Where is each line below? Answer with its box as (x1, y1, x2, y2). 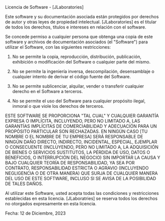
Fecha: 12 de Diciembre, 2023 (5, 210, 66, 216)
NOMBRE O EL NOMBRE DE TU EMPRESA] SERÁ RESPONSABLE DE (5, 134, 143, 139)
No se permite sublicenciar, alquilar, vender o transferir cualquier (12, 83, 144, 89)
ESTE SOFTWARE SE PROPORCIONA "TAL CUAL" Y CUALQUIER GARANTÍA (5, 113, 159, 119)
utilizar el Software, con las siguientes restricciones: (5, 44, 111, 50)
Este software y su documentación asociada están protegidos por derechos (5, 14, 159, 19)
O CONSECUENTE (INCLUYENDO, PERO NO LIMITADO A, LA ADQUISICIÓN (5, 144, 159, 150)
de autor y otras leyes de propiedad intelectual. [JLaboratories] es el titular (5, 19, 157, 25)
